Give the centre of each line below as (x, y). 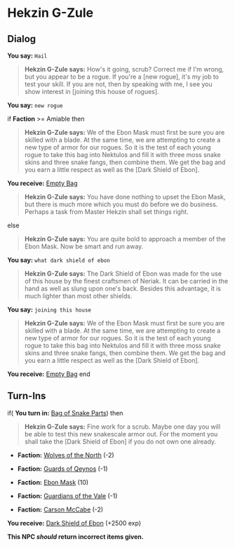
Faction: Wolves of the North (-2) (66, 455)
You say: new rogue (35, 105)
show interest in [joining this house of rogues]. (92, 92)
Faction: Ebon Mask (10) (53, 482)
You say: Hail (27, 55)
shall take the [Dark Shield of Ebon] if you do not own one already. (120, 441)
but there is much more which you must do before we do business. (121, 204)
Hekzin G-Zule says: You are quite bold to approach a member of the (125, 239)
